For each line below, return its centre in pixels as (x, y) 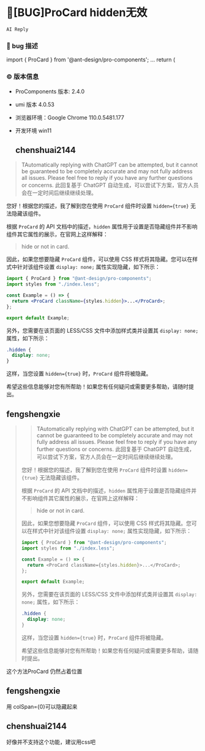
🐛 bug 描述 (22, 45)
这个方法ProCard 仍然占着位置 (44, 671)
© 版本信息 (23, 77)
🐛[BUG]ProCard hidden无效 (77, 13)
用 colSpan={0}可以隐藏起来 (42, 706)
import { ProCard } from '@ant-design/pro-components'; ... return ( (91, 60)
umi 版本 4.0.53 (35, 104)
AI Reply (17, 29)
